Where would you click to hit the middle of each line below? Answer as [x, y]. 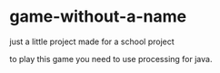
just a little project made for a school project [92, 41]
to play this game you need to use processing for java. [111, 59]
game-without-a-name [98, 17]
